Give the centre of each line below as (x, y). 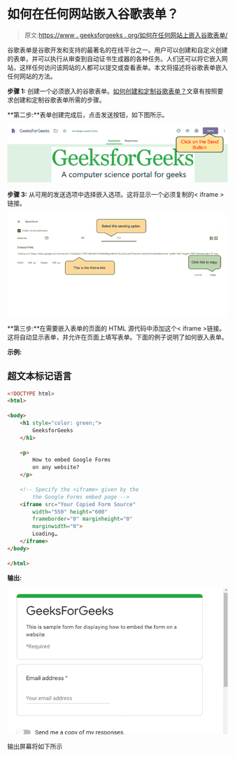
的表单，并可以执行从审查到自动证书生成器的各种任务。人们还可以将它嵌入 (114, 58)
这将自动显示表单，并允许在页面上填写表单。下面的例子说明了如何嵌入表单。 (117, 337)
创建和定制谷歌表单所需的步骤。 (59, 99)
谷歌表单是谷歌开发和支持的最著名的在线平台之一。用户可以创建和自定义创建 (117, 50)
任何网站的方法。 (32, 76)
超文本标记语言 (40, 376)
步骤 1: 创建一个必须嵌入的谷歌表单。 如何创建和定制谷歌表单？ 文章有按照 (112, 91)
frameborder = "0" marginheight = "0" (83, 519)
